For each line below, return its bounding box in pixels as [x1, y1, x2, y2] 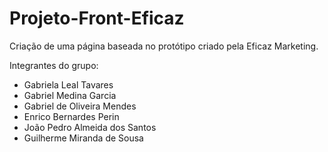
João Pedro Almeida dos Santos [23, 121, 157, 133]
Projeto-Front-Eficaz [9, 7, 185, 30]
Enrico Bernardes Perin [23, 110, 120, 122]
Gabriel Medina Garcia [23, 89, 117, 101]
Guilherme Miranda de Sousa [23, 132, 144, 144]
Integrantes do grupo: [9, 59, 99, 71]
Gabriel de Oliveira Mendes [23, 100, 137, 112]
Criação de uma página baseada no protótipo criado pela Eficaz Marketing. [9, 40, 319, 52]
